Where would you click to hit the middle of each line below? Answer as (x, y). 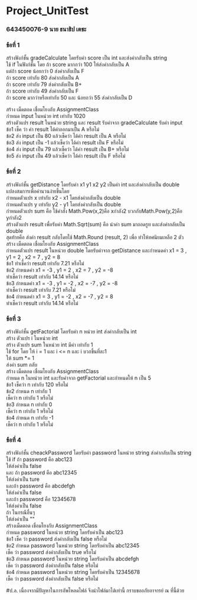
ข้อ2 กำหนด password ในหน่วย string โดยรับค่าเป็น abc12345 (73, 546)
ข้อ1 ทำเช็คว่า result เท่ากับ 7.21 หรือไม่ (45, 263)
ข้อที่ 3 (14, 318)
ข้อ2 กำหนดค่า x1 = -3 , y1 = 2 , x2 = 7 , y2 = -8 (60, 270)
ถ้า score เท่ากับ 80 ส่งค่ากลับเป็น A (43, 78)
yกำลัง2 (14, 217)
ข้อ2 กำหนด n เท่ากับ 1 (29, 391)
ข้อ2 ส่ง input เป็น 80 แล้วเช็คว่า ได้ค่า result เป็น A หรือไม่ (66, 136)
